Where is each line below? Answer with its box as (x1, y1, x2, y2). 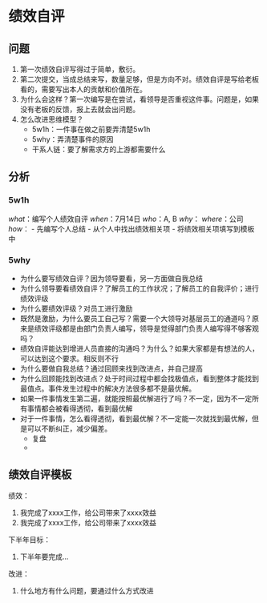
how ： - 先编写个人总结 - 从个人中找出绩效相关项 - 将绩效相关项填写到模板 (8, 223, 255, 233)
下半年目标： (8, 534, 51, 545)
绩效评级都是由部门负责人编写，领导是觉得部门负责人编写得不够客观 (34, 324, 259, 333)
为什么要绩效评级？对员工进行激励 (19, 304, 133, 313)
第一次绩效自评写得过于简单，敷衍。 (19, 65, 140, 74)
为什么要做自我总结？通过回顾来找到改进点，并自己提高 (19, 364, 203, 373)
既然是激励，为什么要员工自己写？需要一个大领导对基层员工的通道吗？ (19, 313, 253, 323)
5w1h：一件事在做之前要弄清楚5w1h (31, 125, 151, 134)
